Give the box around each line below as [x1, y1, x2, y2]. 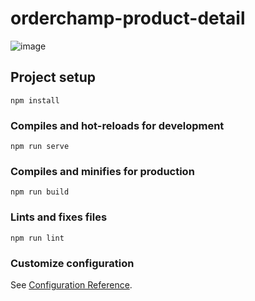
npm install [10, 95, 60, 106]
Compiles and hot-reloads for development [10, 118, 225, 132]
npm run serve [10, 142, 70, 152]
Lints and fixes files [10, 210, 108, 224]
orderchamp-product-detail [10, 7, 246, 30]
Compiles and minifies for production [10, 164, 195, 178]
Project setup [10, 69, 97, 86]
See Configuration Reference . [10, 278, 133, 291]
